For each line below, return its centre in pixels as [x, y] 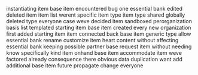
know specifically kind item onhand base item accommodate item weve [94, 53]
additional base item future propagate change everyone [75, 65]
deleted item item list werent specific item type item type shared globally [96, 15]
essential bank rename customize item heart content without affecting [92, 40]
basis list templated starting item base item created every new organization [99, 27]
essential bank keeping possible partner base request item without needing [99, 46]
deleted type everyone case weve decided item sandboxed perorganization [99, 21]
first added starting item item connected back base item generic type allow [99, 34]
